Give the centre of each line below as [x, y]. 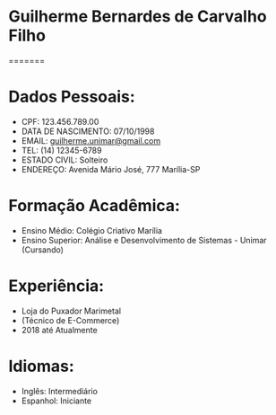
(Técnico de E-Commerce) [70, 320]
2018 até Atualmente [59, 330]
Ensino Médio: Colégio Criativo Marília [92, 230]
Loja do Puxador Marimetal [71, 311]
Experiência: [56, 286]
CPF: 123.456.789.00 [60, 121]
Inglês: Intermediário [59, 391]
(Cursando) [43, 250]
